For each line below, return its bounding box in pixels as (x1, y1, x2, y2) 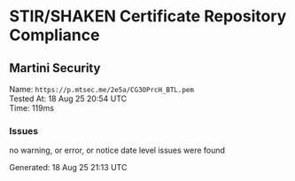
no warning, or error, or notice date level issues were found (9, 145, 226, 156)
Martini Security (9, 60, 101, 75)
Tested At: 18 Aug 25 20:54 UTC (9, 93, 128, 104)
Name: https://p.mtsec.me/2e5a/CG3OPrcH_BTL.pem (9, 84, 195, 94)
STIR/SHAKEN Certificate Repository (9, 6, 287, 27)
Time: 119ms (9, 103, 55, 113)
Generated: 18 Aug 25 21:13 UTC (9, 162, 128, 173)
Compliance (9, 25, 100, 45)
